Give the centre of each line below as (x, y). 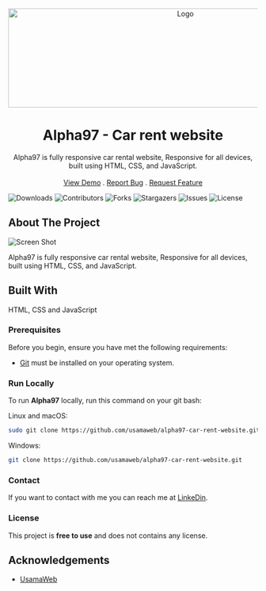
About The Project (54, 223)
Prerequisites (34, 330)
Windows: (25, 446)
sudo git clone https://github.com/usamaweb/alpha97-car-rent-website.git (134, 431)
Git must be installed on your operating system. (97, 362)
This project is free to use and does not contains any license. (108, 536)
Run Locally (31, 383)
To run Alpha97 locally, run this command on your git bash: (105, 401)
